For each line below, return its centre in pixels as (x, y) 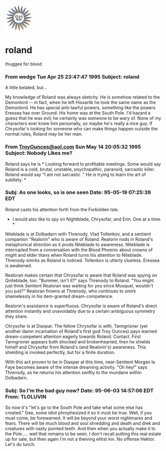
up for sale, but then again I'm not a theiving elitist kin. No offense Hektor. (80, 439)
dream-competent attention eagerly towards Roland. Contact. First (73, 337)
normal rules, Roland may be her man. (44, 134)
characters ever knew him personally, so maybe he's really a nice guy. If (79, 123)
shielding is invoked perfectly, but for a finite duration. (60, 352)
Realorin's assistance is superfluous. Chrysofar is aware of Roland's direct (81, 306)
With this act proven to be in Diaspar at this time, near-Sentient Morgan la (80, 362)
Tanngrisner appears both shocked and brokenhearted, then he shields (78, 341)
